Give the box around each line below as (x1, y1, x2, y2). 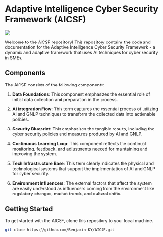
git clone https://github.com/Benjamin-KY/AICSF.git (5, 227, 115, 232)
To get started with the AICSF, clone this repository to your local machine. (5, 217, 154, 223)
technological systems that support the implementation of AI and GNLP (12, 165, 155, 172)
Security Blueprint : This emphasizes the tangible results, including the (12, 126, 155, 131)
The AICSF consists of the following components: (5, 82, 105, 87)
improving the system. (12, 151, 57, 157)
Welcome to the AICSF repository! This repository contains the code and (5, 39, 151, 45)
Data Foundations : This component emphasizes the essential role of (12, 91, 150, 97)
